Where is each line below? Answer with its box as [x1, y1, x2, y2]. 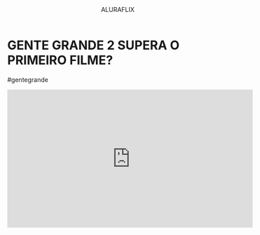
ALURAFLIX [100, 6, 135, 13]
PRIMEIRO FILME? [7, 53, 114, 68]
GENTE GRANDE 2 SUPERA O [7, 37, 180, 53]
